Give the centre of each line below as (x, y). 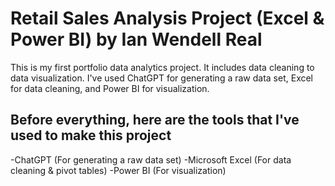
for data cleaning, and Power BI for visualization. (110, 88)
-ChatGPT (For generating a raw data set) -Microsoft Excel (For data (151, 159)
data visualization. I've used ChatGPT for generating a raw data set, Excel (162, 78)
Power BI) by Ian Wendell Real (136, 39)
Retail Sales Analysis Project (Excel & (167, 18)
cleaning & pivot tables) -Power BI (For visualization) (118, 170)
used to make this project (91, 135)
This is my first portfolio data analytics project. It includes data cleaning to (162, 67)
